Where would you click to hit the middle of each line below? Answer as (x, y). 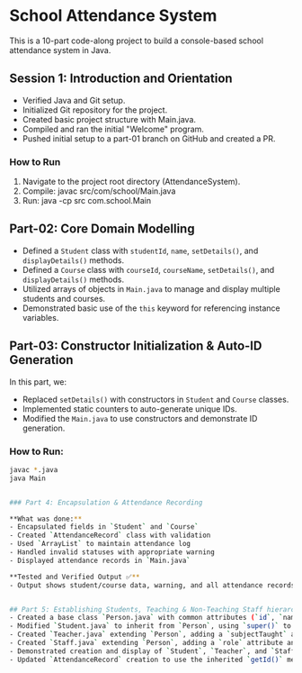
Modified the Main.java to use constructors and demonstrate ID (140, 418)
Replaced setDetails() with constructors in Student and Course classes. (155, 399)
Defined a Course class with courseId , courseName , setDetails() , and (148, 269)
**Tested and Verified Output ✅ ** (75, 577)
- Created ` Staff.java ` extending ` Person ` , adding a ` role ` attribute (146, 643)
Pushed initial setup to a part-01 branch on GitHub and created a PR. (149, 138)
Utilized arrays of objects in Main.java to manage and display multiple (151, 288)
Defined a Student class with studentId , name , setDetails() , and (140, 250)
